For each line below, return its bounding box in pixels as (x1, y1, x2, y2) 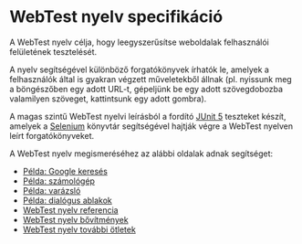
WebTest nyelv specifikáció (9, 6, 224, 27)
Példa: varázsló (22, 185, 81, 196)
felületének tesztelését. (9, 46, 98, 57)
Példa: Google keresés (22, 165, 108, 176)
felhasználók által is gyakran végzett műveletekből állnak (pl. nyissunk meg (9, 73, 292, 84)
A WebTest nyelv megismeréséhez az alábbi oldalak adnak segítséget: (9, 148, 274, 159)
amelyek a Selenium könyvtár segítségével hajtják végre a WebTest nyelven (9, 121, 294, 132)
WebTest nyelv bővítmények (22, 214, 130, 225)
